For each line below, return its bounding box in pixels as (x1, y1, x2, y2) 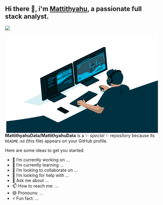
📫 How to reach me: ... (12, 183, 59, 188)
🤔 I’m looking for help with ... (12, 172, 69, 178)
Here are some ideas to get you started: (5, 147, 85, 153)
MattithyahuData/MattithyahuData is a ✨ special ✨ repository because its (5, 132, 155, 138)
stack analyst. (5, 13, 49, 21)
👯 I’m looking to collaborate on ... (12, 167, 78, 173)
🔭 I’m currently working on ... (12, 156, 70, 163)
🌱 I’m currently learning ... (12, 162, 64, 168)
